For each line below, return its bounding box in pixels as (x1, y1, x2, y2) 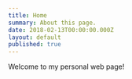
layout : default (8, 33, 61, 41)
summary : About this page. (8, 19, 97, 27)
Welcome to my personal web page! (8, 62, 125, 71)
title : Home (8, 11, 47, 20)
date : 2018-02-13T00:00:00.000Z (8, 26, 114, 34)
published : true (8, 41, 61, 48)
